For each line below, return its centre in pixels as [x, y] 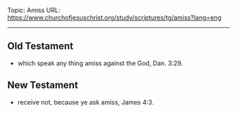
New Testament [43, 85]
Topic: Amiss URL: [34, 10]
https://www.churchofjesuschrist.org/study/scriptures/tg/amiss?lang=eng [115, 18]
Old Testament [41, 46]
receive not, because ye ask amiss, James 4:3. [85, 102]
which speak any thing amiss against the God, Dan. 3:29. [100, 63]
